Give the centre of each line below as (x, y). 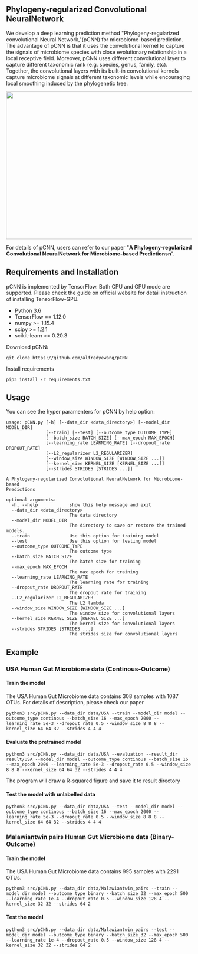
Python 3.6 (28, 310)
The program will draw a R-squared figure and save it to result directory (93, 781)
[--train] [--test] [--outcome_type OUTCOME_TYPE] (109, 433)
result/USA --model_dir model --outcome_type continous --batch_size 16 (97, 760)
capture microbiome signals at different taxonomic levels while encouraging (98, 77)
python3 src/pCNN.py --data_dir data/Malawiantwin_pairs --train (88, 889)
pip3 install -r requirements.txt (49, 379)
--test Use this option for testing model (84, 541)
